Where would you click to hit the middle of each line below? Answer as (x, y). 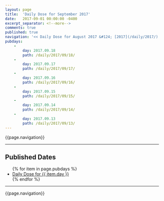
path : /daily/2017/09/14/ (49, 110)
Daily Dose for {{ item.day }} (41, 174)
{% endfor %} (26, 179)
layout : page (18, 10)
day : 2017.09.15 (39, 91)
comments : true (20, 28)
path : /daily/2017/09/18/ (49, 55)
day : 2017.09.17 (39, 64)
